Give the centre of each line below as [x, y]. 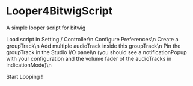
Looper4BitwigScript [60, 11]
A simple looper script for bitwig [46, 28]
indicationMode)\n [29, 65]
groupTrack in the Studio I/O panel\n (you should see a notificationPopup [97, 52]
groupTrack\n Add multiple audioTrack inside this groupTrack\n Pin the [93, 46]
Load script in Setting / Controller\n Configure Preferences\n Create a [92, 39]
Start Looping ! [25, 76]
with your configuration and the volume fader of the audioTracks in [89, 58]
